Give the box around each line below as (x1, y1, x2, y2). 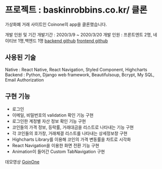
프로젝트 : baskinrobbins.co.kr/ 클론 (5, 4, 147, 16)
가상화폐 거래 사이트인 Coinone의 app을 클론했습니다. (5, 21, 107, 27)
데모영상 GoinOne (5, 159, 40, 165)
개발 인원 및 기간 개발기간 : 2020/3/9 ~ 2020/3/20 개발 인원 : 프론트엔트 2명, (5, 32, 152, 37)
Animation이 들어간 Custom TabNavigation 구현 (12, 149, 105, 154)
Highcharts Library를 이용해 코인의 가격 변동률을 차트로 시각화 (12, 136, 131, 142)
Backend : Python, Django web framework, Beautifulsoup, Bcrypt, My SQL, (5, 71, 155, 78)
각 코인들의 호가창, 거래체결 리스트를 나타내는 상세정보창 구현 (12, 130, 128, 136)
